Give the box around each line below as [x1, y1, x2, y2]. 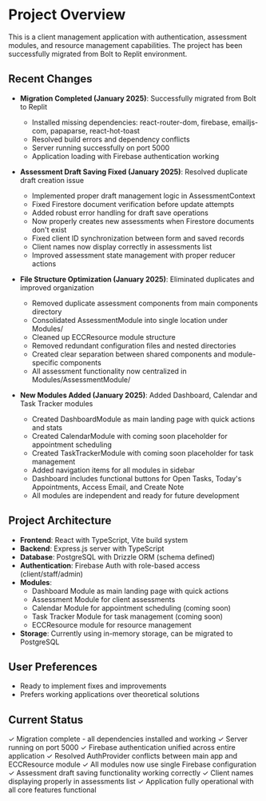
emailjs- [231, 118, 259, 127]
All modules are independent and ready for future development [31, 490, 240, 500]
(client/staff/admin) [19, 569, 84, 579]
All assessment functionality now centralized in [31, 366, 188, 376]
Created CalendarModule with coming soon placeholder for [31, 431, 228, 440]
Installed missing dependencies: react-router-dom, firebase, [31, 118, 230, 127]
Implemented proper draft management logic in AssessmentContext [31, 190, 256, 201]
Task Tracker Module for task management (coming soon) [31, 612, 224, 621]
